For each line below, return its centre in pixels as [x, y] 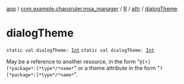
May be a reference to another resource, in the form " [73, 61]
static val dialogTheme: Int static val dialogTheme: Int [80, 50]
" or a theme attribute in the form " [117, 68]
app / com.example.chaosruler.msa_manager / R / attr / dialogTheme [92, 9]
